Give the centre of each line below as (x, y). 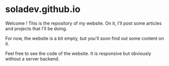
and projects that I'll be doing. (36, 28)
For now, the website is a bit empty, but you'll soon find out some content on (84, 38)
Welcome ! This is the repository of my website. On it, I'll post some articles (83, 23)
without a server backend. (32, 58)
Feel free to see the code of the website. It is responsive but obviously (78, 53)
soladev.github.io (43, 9)
